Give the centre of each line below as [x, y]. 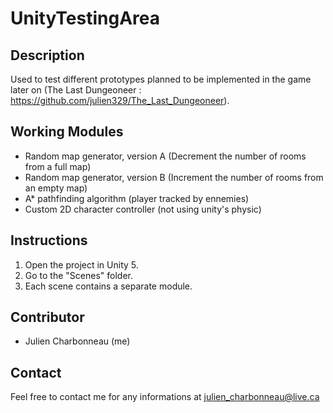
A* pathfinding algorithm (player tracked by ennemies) [137, 198]
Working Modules [67, 132]
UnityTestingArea [85, 18]
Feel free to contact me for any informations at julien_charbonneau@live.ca [165, 397]
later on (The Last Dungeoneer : [76, 90]
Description [47, 55]
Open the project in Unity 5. [81, 264]
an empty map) [56, 188]
